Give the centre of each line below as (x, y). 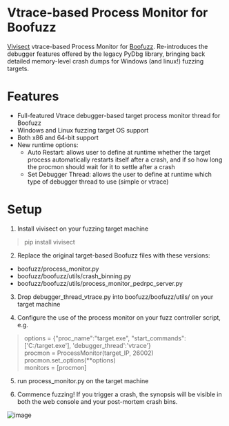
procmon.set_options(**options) (70, 360)
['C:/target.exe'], (47, 345)
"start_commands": (159, 338)
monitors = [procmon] (55, 367)
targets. (18, 68)
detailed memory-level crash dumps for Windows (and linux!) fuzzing (106, 61)
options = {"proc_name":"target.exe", (77, 338)
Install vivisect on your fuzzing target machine (83, 229)
